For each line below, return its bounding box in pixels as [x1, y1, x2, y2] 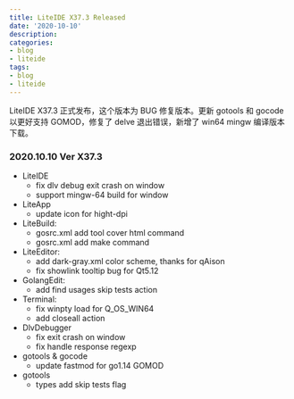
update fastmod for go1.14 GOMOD [35, 360, 164, 370]
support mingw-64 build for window [35, 189, 169, 200]
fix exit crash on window [35, 331, 126, 342]
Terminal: [21, 294, 57, 304]
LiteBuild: [21, 218, 57, 229]
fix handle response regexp [35, 341, 137, 352]
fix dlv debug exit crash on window [35, 179, 165, 190]
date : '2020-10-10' [9, 21, 82, 30]
